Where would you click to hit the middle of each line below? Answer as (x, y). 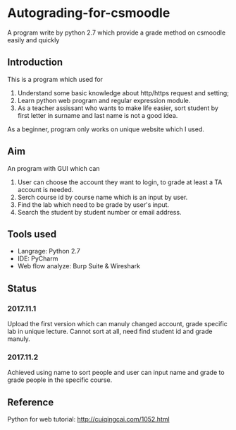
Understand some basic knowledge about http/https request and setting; (123, 92)
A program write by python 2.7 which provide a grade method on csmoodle (117, 32)
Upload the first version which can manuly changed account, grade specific (117, 324)
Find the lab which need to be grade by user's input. (93, 204)
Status (22, 288)
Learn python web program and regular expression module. (104, 100)
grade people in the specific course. (60, 380)
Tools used (32, 234)
